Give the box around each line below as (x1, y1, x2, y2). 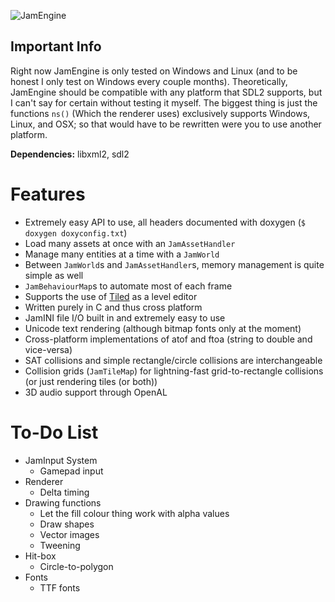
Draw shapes (39, 518, 95, 530)
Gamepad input (39, 465, 104, 477)
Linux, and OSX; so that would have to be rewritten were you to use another (10, 118, 322, 130)
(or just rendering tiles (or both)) (24, 375, 158, 387)
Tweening (39, 539, 81, 551)
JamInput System (24, 454, 98, 466)
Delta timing (39, 486, 90, 498)
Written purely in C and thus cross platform (24, 301, 203, 313)
